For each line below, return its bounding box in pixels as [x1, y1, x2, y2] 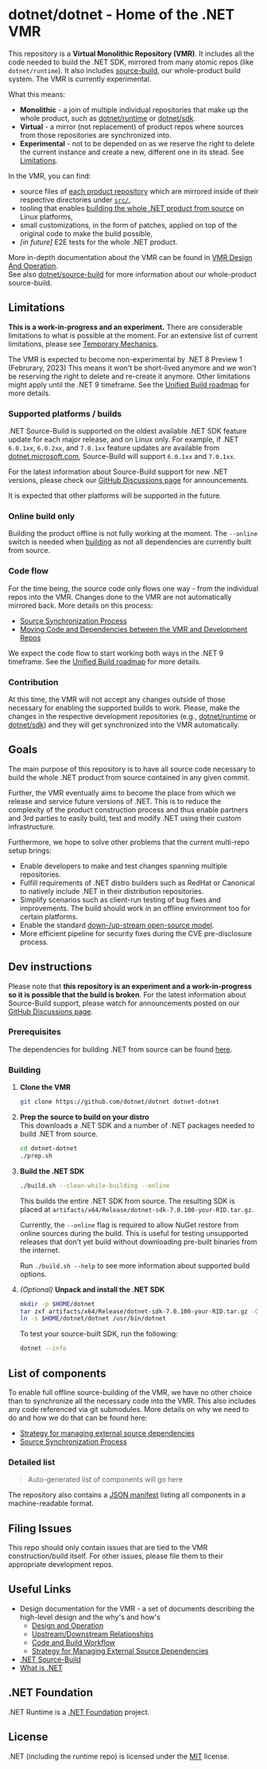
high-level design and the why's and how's [19, 1612, 161, 1622]
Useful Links [8, 1583, 72, 1596]
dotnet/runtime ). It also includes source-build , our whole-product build [8, 65, 241, 75]
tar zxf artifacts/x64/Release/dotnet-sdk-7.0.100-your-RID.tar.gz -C [19, 1307, 259, 1316]
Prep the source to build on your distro [19, 1112, 149, 1122]
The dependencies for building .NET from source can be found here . [8, 1044, 233, 1054]
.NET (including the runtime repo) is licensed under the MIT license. [8, 1752, 230, 1761]
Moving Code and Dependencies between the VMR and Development [19, 624, 248, 634]
